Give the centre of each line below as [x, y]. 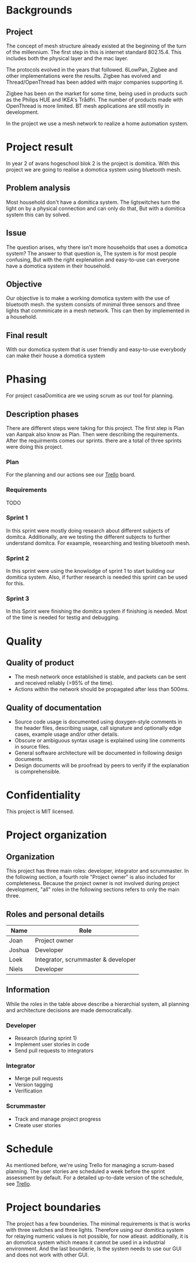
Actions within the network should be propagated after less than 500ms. [102, 689]
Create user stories [38, 1125]
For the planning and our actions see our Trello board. [71, 475]
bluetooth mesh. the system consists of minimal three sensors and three [93, 305]
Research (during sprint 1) [46, 1038]
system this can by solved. [38, 214]
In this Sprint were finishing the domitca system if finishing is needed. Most [97, 611]
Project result [39, 147]
